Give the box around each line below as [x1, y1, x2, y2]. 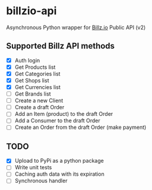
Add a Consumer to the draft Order [14, 117, 100, 124]
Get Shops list [14, 77, 49, 84]
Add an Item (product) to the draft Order [14, 110, 113, 118]
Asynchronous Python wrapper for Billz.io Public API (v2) [6, 24, 146, 31]
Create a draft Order [14, 104, 65, 111]
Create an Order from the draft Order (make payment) [14, 123, 147, 131]
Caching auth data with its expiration [14, 170, 105, 178]
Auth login [14, 56, 40, 64]
